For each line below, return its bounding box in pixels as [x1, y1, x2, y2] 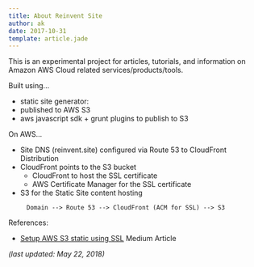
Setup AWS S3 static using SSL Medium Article [19, 234, 177, 244]
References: [8, 218, 48, 227]
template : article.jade [8, 34, 89, 43]
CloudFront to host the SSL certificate [31, 171, 158, 180]
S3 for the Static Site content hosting [19, 188, 143, 198]
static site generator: [19, 96, 90, 106]
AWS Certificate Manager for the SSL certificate [31, 180, 192, 189]
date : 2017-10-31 [8, 27, 67, 35]
